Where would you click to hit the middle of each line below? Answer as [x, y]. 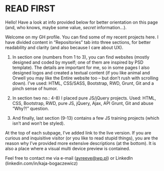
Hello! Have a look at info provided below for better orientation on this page [82, 22]
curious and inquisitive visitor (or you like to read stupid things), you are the [82, 138]
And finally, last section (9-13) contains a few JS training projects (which [86, 118]
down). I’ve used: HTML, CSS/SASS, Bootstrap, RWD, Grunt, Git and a [83, 83]
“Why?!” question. [31, 108]
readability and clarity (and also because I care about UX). [64, 47]
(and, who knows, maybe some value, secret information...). [66, 27]
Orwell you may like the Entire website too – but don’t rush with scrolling [85, 78]
